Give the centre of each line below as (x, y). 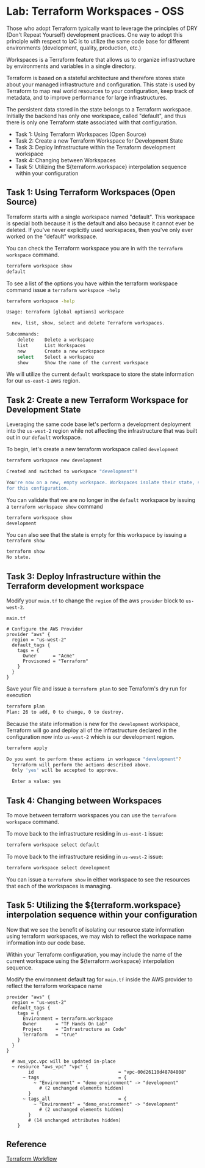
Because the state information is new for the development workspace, (93, 724)
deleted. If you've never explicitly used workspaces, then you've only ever (100, 230)
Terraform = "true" (50, 1035)
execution (19, 695)
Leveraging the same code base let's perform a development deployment (99, 424)
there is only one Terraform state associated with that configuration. (92, 122)
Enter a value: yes (37, 782)
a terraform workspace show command (55, 506)
